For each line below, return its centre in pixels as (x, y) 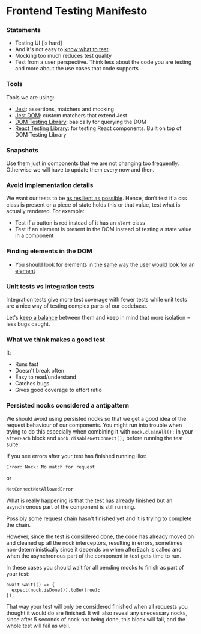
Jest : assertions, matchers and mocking (64, 109)
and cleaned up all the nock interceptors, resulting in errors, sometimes (94, 542)
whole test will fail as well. (38, 626)
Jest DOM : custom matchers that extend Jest (71, 115)
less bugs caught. (28, 324)
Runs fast (27, 364)
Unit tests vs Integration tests (50, 286)
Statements (23, 30)
